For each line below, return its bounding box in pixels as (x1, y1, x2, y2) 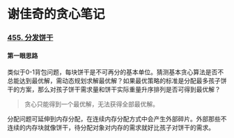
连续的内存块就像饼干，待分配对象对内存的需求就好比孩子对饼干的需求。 (7, 123, 214, 132)
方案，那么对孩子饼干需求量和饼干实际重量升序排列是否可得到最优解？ (19, 85, 221, 94)
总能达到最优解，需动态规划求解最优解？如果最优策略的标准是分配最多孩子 (7, 77, 221, 85)
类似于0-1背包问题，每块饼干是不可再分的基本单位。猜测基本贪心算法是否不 (7, 68, 224, 76)
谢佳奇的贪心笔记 (7, 6, 106, 22)
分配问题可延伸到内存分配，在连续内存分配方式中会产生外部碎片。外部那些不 (7, 115, 227, 123)
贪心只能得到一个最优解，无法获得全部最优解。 (24, 100, 159, 108)
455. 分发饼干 (7, 33, 54, 42)
